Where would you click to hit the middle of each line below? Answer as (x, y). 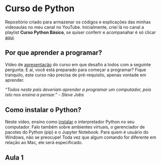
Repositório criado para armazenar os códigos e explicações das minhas (78, 22)
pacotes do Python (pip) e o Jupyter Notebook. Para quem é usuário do (77, 132)
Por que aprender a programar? (54, 53)
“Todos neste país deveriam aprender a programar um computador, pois (78, 89)
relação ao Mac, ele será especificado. (44, 142)
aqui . (10, 37)
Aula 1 (14, 157)
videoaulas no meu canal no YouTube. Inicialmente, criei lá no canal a (75, 27)
